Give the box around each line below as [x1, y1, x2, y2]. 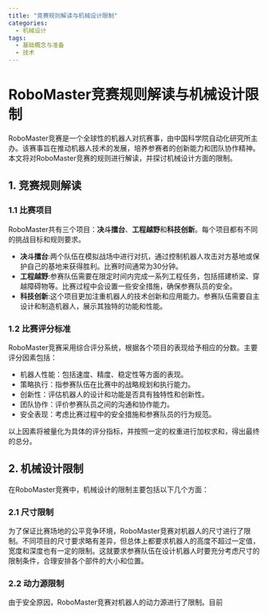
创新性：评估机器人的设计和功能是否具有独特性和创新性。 [19, 389, 209, 399]
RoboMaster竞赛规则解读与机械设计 [8, 85, 246, 104]
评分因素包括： [8, 352, 57, 362]
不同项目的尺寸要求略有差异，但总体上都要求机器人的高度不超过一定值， [22, 536, 260, 546]
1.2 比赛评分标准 [8, 323, 71, 334]
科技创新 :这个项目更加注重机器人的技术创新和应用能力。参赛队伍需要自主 [19, 291, 260, 301]
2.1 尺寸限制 [8, 506, 54, 518]
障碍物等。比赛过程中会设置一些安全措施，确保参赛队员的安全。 [26, 281, 237, 291]
